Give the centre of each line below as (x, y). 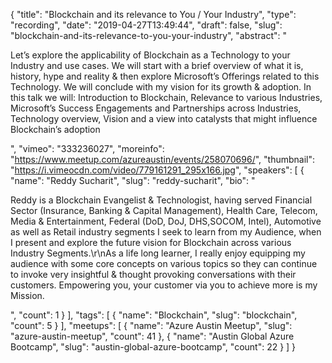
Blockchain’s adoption (55, 129)
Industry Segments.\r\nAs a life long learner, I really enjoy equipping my (158, 253)
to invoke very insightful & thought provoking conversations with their (153, 274)
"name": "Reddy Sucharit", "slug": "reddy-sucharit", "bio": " (133, 180)
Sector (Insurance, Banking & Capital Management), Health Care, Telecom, (164, 210)
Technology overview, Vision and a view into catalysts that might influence (164, 118)
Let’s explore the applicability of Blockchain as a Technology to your (150, 55)
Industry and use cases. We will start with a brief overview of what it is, (157, 65)
